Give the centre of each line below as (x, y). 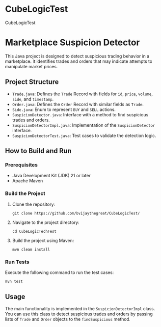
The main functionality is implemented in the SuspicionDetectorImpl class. (80, 308)
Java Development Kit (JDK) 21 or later (51, 176)
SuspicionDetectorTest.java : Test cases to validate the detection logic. (84, 136)
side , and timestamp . (33, 99)
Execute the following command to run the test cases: (59, 272)
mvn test (14, 281)
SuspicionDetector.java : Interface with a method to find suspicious (80, 114)
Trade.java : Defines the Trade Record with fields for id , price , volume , (82, 94)
